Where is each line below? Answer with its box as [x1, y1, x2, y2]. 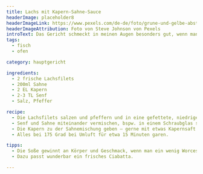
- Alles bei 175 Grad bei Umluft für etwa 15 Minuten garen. [11, 131, 169, 138]
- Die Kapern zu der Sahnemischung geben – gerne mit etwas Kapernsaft [11, 126, 196, 132]
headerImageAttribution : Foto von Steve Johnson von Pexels [6, 25, 161, 32]
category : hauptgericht [6, 59, 66, 65]
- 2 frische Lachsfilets [11, 76, 74, 82]
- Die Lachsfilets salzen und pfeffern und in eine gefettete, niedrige [11, 114, 199, 121]
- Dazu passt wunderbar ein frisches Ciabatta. [11, 153, 134, 160]
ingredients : [6, 70, 39, 76]
